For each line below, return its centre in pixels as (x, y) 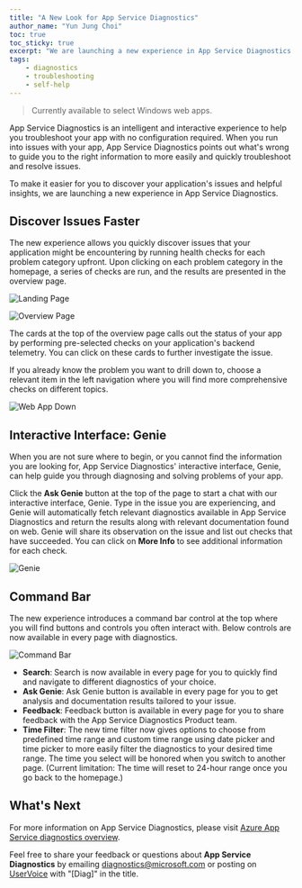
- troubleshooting (60, 77)
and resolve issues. (45, 166)
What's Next (45, 806)
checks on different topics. (59, 389)
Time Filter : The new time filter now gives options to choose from (144, 729)
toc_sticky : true (42, 43)
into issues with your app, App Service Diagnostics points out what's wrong (149, 147)
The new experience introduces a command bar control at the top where (144, 619)
